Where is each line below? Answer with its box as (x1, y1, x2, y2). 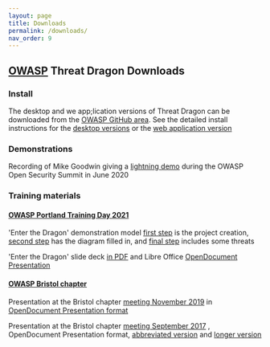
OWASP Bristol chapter (8, 279, 88, 288)
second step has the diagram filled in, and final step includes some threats (8, 236, 255, 246)
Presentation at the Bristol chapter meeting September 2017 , (8, 320, 211, 330)
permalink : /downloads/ (8, 27, 88, 35)
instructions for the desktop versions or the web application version (8, 123, 232, 133)
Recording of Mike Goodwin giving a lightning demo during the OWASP (8, 161, 243, 171)
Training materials (8, 190, 81, 202)
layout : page (8, 11, 52, 20)
